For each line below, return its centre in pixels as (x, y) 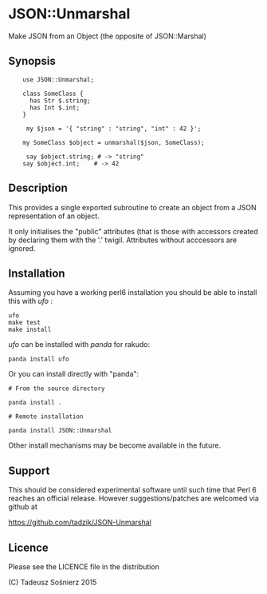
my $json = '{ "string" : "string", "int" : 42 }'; (114, 129)
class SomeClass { (53, 94)
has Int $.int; (55, 108)
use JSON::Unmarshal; (58, 80)
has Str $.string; (60, 101)
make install (30, 330)
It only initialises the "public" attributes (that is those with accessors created (133, 231)
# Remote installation (46, 417)
